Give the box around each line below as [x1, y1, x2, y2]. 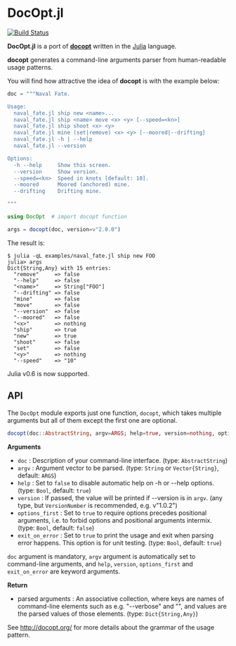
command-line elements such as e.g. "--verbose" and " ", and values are [17, 602, 227, 610]
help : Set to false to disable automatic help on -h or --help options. [17, 478, 215, 487]
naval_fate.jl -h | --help [13, 136, 93, 143]
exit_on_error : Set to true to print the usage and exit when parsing [17, 530, 214, 540]
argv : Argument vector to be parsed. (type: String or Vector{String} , [17, 464, 219, 472]
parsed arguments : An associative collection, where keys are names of [17, 594, 225, 603]
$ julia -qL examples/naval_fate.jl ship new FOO [7, 252, 156, 259]
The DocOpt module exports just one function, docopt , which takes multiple [7, 409, 222, 417]
